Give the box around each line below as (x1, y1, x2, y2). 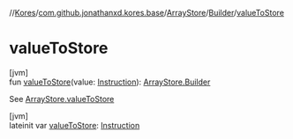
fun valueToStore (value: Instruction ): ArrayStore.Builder (9, 77, 211, 87)
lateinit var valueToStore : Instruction (9, 120, 140, 130)
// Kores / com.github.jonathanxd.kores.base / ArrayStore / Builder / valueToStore (9, 8, 285, 18)
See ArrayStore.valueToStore (9, 93, 115, 104)
